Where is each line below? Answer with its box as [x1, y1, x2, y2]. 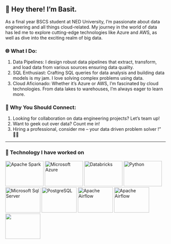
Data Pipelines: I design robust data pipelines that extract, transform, [12, 59, 157, 65]
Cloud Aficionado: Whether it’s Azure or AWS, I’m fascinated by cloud [12, 81, 159, 87]
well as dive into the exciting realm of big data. [5, 34, 103, 41]
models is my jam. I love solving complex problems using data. [12, 75, 144, 81]
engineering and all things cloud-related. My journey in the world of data [5, 24, 157, 30]
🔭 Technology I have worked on [5, 149, 84, 156]
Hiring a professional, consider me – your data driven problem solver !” [12, 126, 161, 132]
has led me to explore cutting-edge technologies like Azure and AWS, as [5, 29, 157, 36]
